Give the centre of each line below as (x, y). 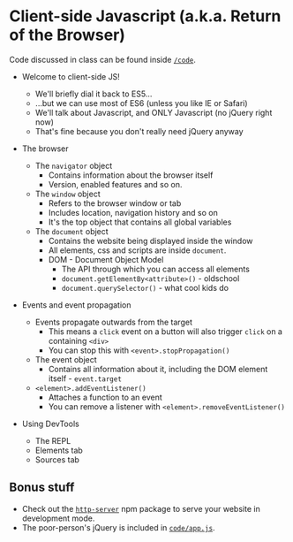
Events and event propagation (76, 305)
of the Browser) (68, 35)
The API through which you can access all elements (155, 269)
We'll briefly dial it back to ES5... (94, 94)
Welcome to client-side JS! (71, 76)
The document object (71, 231)
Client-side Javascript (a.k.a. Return (145, 16)
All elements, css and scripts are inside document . (137, 250)
